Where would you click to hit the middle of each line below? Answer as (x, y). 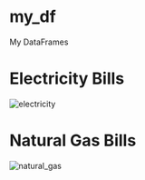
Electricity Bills (67, 79)
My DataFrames (39, 42)
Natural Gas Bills (73, 140)
